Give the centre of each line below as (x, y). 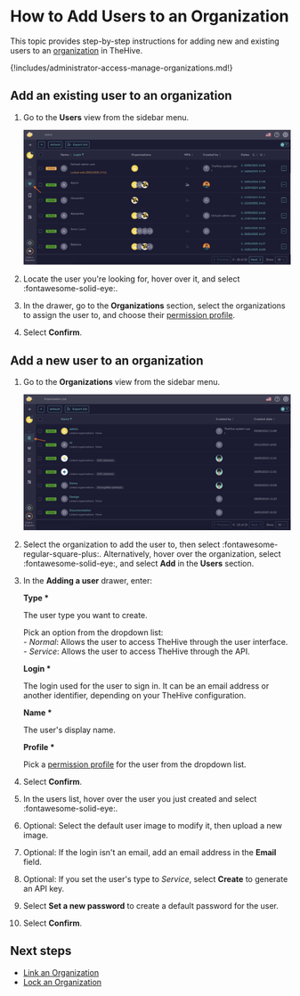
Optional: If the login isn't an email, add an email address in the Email (150, 852)
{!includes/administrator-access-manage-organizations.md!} (122, 68)
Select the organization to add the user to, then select (122, 544)
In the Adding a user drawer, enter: (87, 580)
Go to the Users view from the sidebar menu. (106, 117)
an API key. (44, 888)
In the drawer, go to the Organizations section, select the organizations (154, 306)
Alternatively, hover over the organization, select (192, 553)
